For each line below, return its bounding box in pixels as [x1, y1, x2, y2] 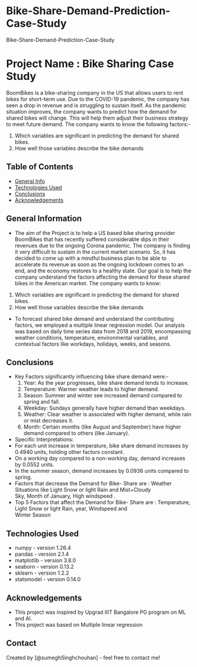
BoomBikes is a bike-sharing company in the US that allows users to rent [6, 89, 183, 96]
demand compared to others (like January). [23, 430, 130, 437]
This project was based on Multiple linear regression [14, 621, 143, 628]
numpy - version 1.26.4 [14, 544, 72, 552]
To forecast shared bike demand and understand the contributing [14, 315, 175, 322]
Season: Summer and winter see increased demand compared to [23, 392, 182, 399]
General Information [6, 214, 82, 224]
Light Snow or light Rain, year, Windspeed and [14, 505, 128, 513]
